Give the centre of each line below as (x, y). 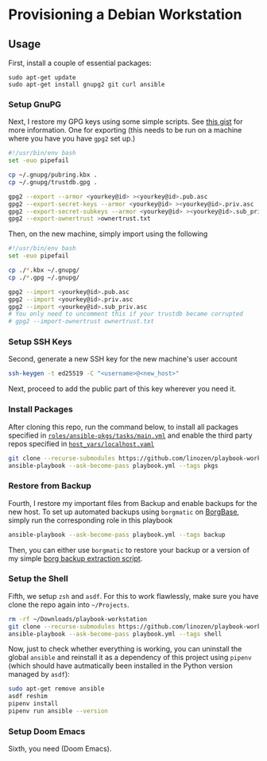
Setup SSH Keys (40, 342)
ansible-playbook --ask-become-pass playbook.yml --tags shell (115, 634)
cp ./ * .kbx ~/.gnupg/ (44, 270)
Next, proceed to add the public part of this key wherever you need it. (122, 389)
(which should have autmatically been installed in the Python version (120, 666)
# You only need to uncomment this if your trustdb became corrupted (126, 314)
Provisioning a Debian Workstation (125, 15)
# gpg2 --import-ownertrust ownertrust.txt (81, 322)
